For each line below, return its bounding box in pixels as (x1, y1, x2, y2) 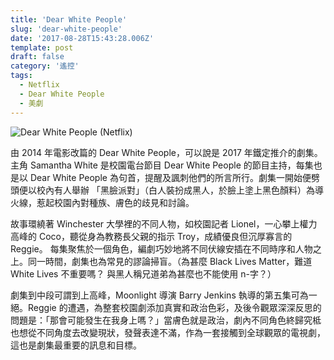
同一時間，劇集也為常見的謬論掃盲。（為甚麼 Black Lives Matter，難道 (27, 255, 313, 267)
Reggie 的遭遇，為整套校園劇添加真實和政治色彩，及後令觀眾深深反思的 (27, 301, 322, 313)
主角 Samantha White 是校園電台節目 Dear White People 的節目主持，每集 (10, 159, 314, 171)
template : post (10, 42, 74, 53)
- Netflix (19, 80, 60, 90)
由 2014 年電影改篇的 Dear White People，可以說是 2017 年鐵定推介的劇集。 (10, 146, 323, 158)
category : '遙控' (10, 61, 80, 71)
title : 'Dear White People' (10, 14, 128, 25)
